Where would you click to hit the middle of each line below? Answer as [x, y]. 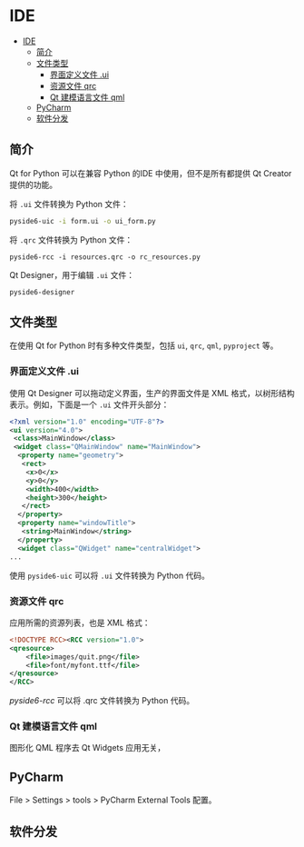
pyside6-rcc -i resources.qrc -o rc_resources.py [105, 257]
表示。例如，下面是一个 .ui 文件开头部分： [89, 404]
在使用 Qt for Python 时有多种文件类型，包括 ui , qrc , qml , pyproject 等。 [144, 345]
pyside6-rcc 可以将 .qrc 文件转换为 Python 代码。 [102, 701]
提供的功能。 [33, 184]
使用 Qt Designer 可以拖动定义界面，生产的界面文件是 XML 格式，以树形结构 [152, 393]
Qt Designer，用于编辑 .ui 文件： [72, 274]
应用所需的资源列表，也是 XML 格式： [80, 623]
